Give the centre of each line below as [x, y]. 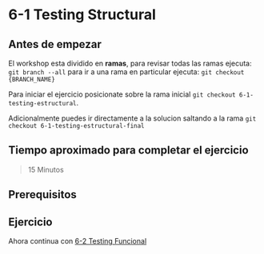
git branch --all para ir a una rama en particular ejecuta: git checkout [126, 72]
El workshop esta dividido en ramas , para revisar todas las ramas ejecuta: [130, 63]
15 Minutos [46, 169]
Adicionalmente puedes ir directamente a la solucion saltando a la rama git [132, 118]
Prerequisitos [43, 194]
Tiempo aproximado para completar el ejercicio [129, 151]
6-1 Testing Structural [82, 15]
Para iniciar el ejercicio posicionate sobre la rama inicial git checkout [122, 94]
